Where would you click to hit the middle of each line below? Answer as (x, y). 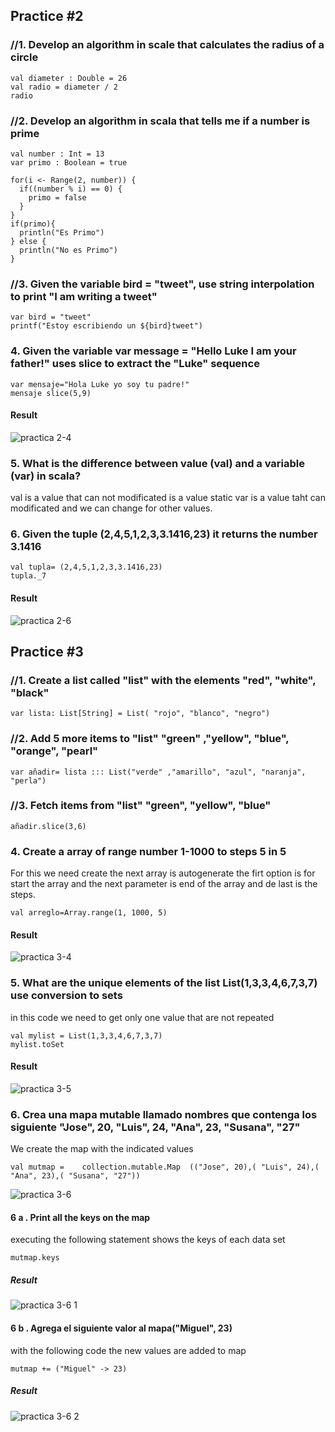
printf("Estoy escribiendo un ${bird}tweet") (106, 326)
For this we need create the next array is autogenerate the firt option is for (163, 873)
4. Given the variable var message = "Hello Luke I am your (153, 351)
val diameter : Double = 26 (69, 78)
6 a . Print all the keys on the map (80, 1217)
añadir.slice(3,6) (48, 826)
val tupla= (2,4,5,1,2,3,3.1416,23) (86, 567)
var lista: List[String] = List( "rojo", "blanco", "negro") (140, 714)
